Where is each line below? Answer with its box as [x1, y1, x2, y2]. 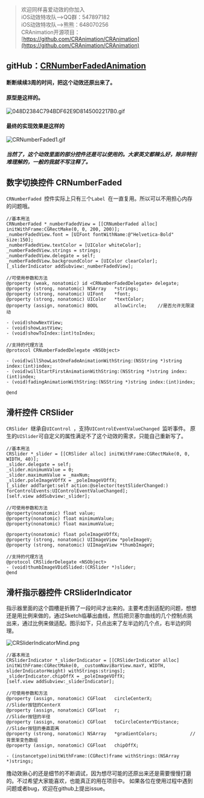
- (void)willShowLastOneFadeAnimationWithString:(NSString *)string [6, 358, 182, 364]
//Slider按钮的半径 [6, 714, 51, 720]
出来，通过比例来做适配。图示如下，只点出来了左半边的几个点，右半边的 [6, 620, 186, 627]
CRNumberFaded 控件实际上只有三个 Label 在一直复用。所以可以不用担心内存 [6, 195, 193, 202]
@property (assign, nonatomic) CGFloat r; [6, 707, 120, 713]
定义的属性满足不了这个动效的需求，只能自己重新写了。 [49, 432, 187, 439]
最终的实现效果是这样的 [6, 122, 65, 129]
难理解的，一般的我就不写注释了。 [6, 158, 91, 165]
